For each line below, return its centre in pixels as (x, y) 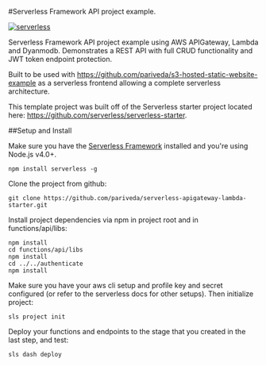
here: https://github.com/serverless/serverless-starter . (98, 115)
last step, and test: (39, 340)
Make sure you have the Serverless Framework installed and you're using (128, 146)
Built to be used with (42, 74)
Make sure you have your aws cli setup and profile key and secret (116, 285)
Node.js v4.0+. (33, 154)
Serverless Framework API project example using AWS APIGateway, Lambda (133, 42)
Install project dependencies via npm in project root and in (103, 220)
